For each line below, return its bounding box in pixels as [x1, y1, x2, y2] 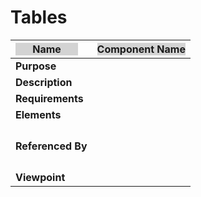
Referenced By [15, 139, 88, 153]
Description [15, 75, 73, 89]
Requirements [15, 91, 84, 105]
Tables [10, 6, 68, 29]
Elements [15, 107, 62, 121]
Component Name [96, 42, 186, 56]
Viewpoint [15, 170, 66, 184]
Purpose [15, 59, 57, 73]
